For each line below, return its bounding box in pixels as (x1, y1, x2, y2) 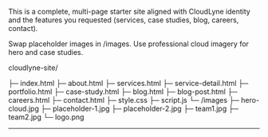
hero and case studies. (8, 48, 84, 57)
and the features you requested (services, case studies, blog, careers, (8, 15, 239, 25)
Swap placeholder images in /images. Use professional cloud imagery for (8, 39, 250, 49)
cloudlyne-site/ (8, 63, 58, 72)
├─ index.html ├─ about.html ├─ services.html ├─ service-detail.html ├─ (8, 79, 249, 88)
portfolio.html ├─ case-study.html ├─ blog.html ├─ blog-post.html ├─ (8, 87, 238, 96)
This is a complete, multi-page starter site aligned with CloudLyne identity (8, 7, 251, 16)
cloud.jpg (8, 104, 40, 113)
